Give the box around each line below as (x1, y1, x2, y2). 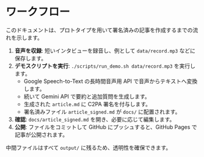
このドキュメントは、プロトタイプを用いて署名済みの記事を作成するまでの (5, 26, 193, 34)
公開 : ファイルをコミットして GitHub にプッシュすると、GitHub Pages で (14, 123, 197, 131)
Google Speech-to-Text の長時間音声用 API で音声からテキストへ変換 (23, 77, 198, 85)
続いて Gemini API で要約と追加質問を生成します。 (23, 92, 150, 100)
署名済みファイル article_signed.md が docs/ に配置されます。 (23, 108, 181, 115)
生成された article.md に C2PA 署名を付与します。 (23, 100, 151, 108)
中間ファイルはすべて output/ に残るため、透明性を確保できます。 (5, 144, 172, 151)
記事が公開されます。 (14, 131, 68, 138)
